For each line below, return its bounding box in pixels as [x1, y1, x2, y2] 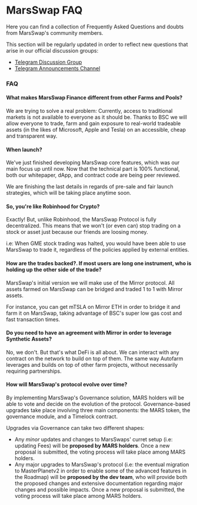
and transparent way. [6, 132, 58, 139]
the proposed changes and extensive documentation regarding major [14, 480, 183, 487]
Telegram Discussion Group [14, 58, 82, 66]
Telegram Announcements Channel [14, 64, 101, 71]
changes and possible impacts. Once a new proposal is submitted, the [14, 486, 185, 493]
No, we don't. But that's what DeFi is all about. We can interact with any [6, 348, 179, 356]
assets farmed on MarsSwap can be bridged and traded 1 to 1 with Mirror [6, 285, 183, 292]
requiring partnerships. [6, 367, 62, 374]
